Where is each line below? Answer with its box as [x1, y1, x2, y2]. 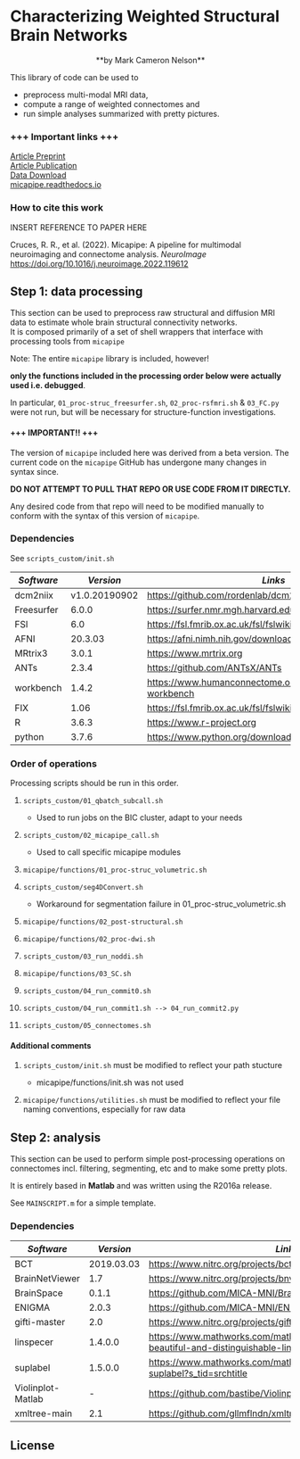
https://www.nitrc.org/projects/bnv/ [148, 1272, 297, 1285]
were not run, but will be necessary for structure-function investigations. [10, 407, 277, 418]
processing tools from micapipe [10, 336, 126, 347]
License [10, 1438, 55, 1453]
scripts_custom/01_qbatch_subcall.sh [22, 797, 164, 806]
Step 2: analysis [10, 1130, 101, 1145]
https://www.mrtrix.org [146, 647, 243, 659]
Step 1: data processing [10, 284, 143, 299]
